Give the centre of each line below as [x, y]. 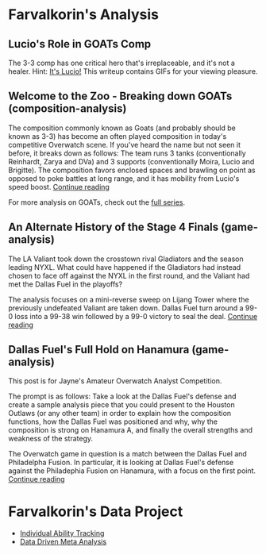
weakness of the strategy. [51, 439]
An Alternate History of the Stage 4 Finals [114, 227]
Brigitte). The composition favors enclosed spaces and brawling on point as [132, 170]
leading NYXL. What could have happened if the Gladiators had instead [125, 267]
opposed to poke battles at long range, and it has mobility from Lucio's [124, 178]
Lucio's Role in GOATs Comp [80, 44]
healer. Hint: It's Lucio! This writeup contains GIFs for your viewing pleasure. [133, 71]
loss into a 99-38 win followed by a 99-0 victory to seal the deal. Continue [136, 316]
